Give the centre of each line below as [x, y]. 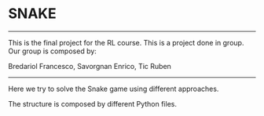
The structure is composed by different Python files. [92, 103]
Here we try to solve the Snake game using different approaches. [114, 89]
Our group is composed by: [52, 51]
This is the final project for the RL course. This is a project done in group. [126, 42]
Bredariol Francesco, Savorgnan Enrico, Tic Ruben [90, 66]
